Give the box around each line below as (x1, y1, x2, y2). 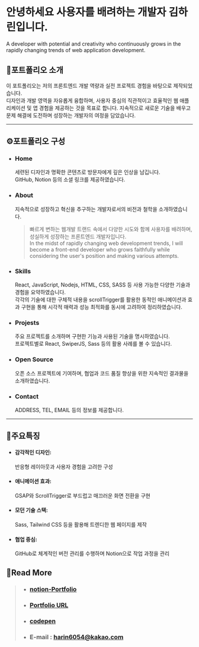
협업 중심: (14, 536, 37, 543)
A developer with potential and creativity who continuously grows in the (6, 40, 181, 47)
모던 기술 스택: (14, 506, 49, 514)
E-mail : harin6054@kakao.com (29, 633, 124, 641)
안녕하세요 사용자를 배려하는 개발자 (6, 5, 167, 19)
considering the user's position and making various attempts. (29, 252, 179, 259)
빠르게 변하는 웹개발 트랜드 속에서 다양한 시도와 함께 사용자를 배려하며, (29, 225, 192, 232)
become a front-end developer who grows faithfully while (29, 246, 170, 253)
